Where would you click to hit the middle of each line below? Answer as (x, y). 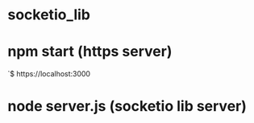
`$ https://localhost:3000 (49, 74)
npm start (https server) (90, 52)
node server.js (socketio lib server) (127, 107)
